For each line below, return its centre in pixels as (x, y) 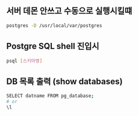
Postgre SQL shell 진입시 (53, 46)
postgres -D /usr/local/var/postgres (54, 25)
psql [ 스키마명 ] (24, 61)
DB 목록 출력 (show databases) (65, 81)
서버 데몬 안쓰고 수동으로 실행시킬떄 (69, 11)
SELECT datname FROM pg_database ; (50, 96)
